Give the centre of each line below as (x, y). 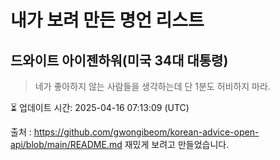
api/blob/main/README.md (66, 144)
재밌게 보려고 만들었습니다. (177, 144)
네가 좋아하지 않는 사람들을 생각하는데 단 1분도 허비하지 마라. (152, 86)
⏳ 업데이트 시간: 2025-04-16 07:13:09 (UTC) (100, 107)
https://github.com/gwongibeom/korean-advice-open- (146, 132)
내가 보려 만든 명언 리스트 (107, 20)
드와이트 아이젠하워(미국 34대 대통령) (119, 60)
